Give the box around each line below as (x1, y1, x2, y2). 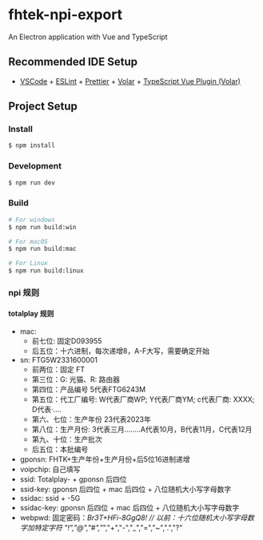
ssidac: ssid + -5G (19, 494, 81, 503)
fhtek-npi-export (8, 6, 123, 24)
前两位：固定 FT (31, 365, 86, 375)
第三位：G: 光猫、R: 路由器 (31, 375, 120, 384)
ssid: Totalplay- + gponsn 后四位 (19, 474, 127, 484)
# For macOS (8, 237, 48, 245)
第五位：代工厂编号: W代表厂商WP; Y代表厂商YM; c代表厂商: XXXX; (31, 395, 255, 404)
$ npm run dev (8, 178, 56, 187)
